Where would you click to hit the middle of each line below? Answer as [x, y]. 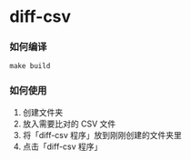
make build [30, 66]
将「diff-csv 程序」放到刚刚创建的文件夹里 [102, 135]
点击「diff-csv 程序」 [62, 146]
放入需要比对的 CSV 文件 [69, 124]
